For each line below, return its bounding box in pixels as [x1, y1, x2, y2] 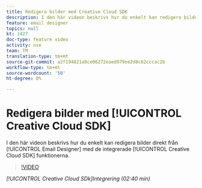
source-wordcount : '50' [6, 70, 66, 76]
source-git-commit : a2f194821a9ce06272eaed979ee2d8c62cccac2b [6, 59, 165, 65]
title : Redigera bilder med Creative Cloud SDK [6, 8, 128, 15]
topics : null [6, 25, 39, 32]
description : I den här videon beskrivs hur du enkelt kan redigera [6, 14, 182, 20]
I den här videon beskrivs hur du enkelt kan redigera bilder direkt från [6, 139, 179, 147]
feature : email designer [6, 20, 69, 26]
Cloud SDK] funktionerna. [6, 152, 70, 159]
